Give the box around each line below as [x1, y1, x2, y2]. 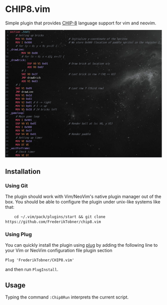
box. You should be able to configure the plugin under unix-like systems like [5, 199, 161, 205]
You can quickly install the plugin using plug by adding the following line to [5, 242, 158, 248]
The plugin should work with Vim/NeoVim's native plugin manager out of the [5, 193, 162, 200]
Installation [5, 167, 41, 175]
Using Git [5, 182, 28, 189]
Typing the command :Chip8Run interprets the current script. [5, 294, 129, 300]
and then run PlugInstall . [5, 267, 59, 273]
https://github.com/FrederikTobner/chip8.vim [5, 219, 101, 225]
